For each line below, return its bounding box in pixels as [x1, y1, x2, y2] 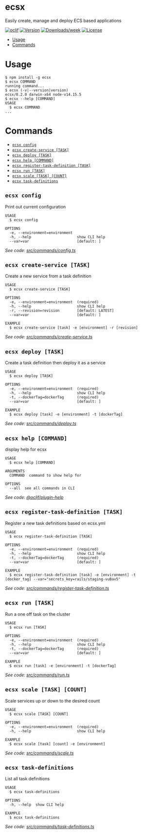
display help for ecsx [5, 446, 47, 453]
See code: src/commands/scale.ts [5, 750, 74, 756]
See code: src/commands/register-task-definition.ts [5, 585, 109, 591]
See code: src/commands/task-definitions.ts [5, 824, 95, 830]
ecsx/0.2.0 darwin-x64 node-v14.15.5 [5, 92, 82, 97]
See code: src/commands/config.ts [5, 247, 76, 253]
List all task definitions [5, 776, 50, 782]
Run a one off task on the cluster [5, 611, 71, 617]
